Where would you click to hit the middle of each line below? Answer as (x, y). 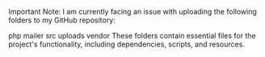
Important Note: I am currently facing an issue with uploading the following (132, 12)
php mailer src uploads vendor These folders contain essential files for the (132, 36)
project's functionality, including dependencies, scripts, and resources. (126, 44)
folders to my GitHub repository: (62, 20)
